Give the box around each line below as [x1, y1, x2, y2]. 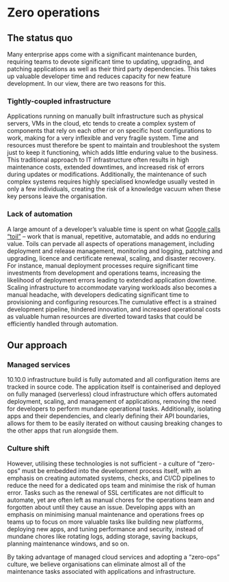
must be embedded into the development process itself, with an [21, 466, 202, 474]
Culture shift [7, 444, 50, 453]
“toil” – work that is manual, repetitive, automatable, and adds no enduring [7, 232, 216, 241]
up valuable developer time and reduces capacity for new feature [7, 72, 191, 80]
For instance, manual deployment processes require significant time [7, 261, 198, 269]
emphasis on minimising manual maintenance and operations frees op [7, 510, 204, 518]
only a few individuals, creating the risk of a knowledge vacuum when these [7, 185, 221, 193]
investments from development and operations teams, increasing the [7, 269, 201, 277]
